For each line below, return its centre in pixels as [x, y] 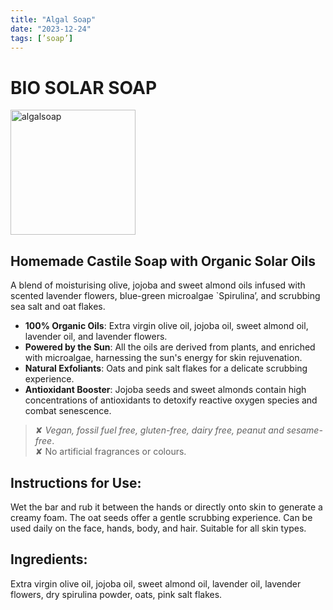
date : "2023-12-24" [51, 29]
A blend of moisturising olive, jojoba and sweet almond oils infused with [158, 285]
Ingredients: [49, 559]
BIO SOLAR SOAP [84, 87]
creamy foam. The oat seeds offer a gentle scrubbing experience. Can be [161, 517]
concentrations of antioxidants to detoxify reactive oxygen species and [171, 400]
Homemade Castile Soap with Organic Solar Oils [163, 261]
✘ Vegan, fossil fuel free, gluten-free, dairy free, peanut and [159, 430]
